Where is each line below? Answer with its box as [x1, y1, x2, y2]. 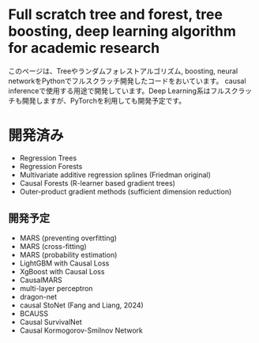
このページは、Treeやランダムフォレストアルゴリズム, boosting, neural [8, 66, 238, 76]
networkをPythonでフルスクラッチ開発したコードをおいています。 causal [8, 76, 246, 85]
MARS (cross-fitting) [19, 241, 87, 251]
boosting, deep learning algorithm [8, 22, 237, 40]
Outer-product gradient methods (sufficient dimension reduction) [19, 187, 232, 196]
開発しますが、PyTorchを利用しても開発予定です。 [21, 96, 186, 105]
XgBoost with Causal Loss [19, 266, 105, 276]
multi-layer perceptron [19, 283, 93, 293]
